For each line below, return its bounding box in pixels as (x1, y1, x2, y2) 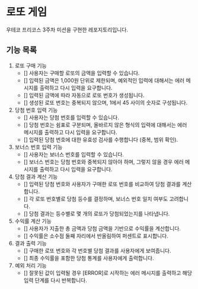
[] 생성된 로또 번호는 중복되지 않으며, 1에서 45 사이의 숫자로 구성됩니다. (23, 99, 188, 106)
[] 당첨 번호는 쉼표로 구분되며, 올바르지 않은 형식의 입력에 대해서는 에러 (23, 121, 187, 128)
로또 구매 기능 (14, 62, 47, 69)
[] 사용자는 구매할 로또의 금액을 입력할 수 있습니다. (23, 69, 140, 76)
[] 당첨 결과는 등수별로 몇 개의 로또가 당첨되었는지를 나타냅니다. (23, 210, 170, 217)
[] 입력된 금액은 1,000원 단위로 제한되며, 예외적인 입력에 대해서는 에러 (23, 76, 185, 84)
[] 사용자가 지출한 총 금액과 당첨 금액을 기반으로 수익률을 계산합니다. (23, 224, 181, 232)
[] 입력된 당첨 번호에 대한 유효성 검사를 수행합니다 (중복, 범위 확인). (23, 136, 178, 143)
